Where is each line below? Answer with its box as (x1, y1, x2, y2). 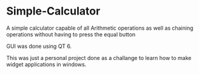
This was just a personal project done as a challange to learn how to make (6, 54, 192, 61)
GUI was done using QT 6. (6, 42, 72, 50)
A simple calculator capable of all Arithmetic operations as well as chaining (6, 24, 194, 32)
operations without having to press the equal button (6, 30, 136, 38)
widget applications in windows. (6, 61, 87, 68)
